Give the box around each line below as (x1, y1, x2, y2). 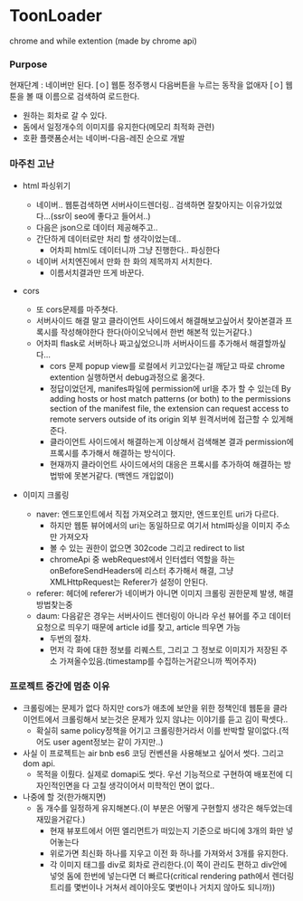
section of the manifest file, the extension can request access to (49, 403, 289, 413)
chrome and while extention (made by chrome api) (9, 35, 197, 46)
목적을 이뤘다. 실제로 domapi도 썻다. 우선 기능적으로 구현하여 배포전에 (35, 768, 283, 779)
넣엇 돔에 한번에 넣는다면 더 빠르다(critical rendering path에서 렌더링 (49, 870, 295, 881)
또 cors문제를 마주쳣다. (35, 304, 118, 315)
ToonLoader (9, 5, 102, 26)
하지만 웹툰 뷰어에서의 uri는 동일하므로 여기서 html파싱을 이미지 (49, 519, 274, 530)
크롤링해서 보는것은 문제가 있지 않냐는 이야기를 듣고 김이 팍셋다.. (62, 714, 289, 725)
